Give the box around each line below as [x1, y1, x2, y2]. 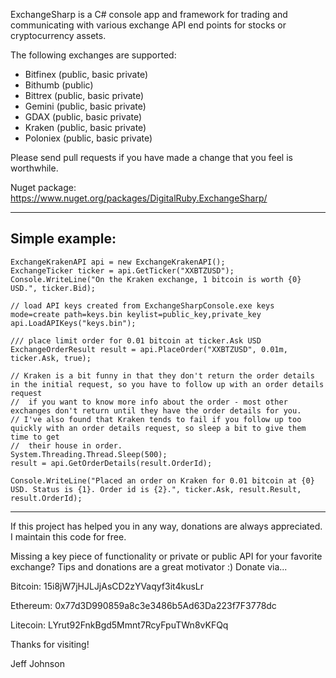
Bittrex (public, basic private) [24, 90, 145, 101]
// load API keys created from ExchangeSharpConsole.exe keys [10, 300, 275, 311]
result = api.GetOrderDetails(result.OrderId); [10, 458, 213, 468]
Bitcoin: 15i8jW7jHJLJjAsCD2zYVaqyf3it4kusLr [10, 580, 205, 592]
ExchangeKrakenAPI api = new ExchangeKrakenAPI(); [10, 257, 226, 267]
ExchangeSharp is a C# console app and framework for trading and [10, 9, 288, 20]
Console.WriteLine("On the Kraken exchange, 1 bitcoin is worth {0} [10, 274, 302, 284]
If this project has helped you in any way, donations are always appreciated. [10, 520, 323, 532]
